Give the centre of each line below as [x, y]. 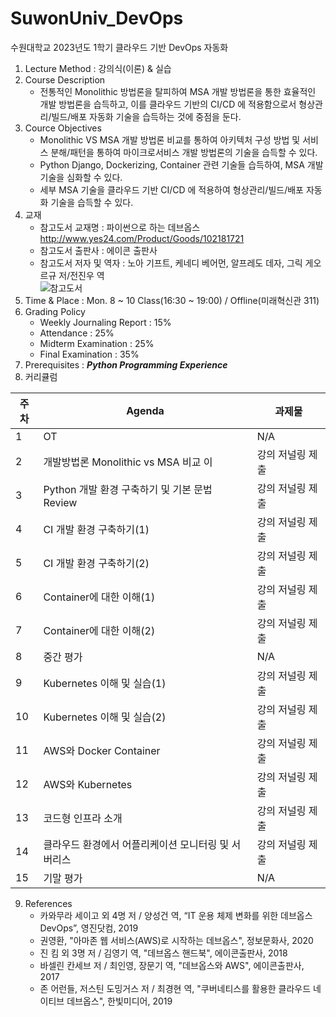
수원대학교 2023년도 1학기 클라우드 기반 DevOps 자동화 [119, 47]
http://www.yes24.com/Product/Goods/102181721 [142, 238]
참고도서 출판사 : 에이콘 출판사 [98, 250]
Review [60, 502]
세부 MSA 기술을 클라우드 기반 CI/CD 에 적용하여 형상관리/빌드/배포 [171, 189]
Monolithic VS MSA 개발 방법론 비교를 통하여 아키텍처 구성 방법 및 [170, 139]
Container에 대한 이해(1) [99, 597]
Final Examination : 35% [89, 354]
